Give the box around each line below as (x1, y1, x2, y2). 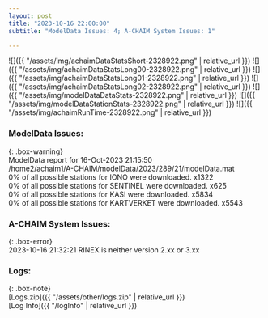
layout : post (8, 11, 53, 20)
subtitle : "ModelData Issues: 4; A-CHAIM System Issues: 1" (8, 27, 216, 35)
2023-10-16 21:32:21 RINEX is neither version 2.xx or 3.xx (8, 244, 200, 255)
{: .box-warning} (8, 146, 63, 156)
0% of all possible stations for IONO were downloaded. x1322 (8, 172, 214, 182)
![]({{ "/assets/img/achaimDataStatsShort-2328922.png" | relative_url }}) (8, 56, 251, 66)
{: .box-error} (8, 236, 53, 246)
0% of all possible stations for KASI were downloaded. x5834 (8, 189, 214, 199)
